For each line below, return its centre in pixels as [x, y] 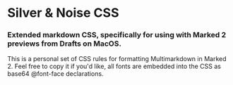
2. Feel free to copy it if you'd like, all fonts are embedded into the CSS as [114, 66]
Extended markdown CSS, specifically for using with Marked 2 [117, 35]
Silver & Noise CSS [63, 13]
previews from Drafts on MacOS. [65, 44]
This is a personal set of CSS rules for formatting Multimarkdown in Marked [117, 59]
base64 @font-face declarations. [55, 74]
